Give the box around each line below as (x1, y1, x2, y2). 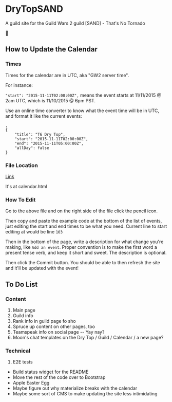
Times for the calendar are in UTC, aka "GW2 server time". (5, 72, 129, 78)
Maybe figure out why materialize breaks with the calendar (12, 385, 138, 391)
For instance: (5, 82, 33, 88)
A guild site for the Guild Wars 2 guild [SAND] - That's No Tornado (5, 20, 145, 26)
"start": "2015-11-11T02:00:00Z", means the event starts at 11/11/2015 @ (5, 92, 162, 98)
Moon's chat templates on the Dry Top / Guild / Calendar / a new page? (12, 334, 164, 340)
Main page (12, 307, 36, 313)
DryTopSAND (5, 3, 63, 15)
